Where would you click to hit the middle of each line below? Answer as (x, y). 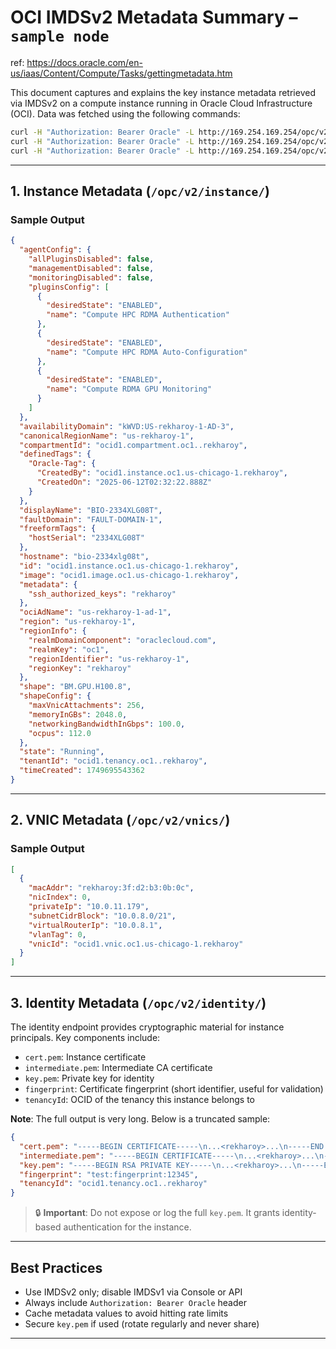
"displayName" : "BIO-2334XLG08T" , (91, 510)
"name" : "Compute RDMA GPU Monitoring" (129, 389)
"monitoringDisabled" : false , (91, 277)
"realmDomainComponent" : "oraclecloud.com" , (122, 640)
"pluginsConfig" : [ (69, 287)
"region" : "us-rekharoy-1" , (78, 622)
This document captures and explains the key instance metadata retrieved (163, 92)
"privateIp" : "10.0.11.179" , (89, 907)
